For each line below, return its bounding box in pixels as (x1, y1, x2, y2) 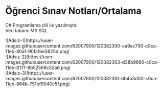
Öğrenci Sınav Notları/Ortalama (5, 5, 142, 17)
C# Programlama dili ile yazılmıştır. (5, 22, 78, 28)
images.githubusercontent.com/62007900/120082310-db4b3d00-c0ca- (5, 75, 158, 81)
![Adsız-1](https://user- (5, 37, 54, 43)
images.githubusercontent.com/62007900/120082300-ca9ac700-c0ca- (5, 42, 158, 49)
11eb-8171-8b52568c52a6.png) (5, 64, 71, 71)
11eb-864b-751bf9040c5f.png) (5, 81, 70, 87)
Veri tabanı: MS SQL (5, 27, 48, 33)
